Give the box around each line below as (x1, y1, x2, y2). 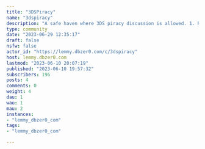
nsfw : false (6, 43, 37, 49)
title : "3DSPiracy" (6, 9, 56, 15)
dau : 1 (6, 94, 23, 100)
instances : (6, 111, 34, 117)
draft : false (6, 37, 40, 43)
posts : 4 (6, 77, 29, 83)
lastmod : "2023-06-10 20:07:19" (6, 60, 88, 66)
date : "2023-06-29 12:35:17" (6, 32, 81, 38)
